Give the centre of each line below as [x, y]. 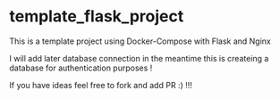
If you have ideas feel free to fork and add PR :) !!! [101, 85]
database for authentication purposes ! [81, 68]
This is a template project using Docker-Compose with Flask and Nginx [140, 41]
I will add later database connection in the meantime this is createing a [139, 58]
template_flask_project [97, 16]
